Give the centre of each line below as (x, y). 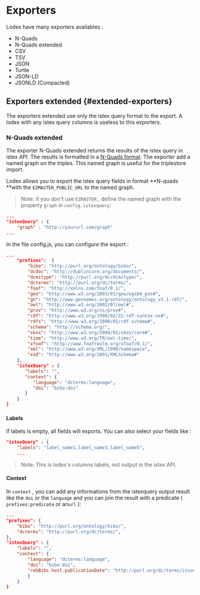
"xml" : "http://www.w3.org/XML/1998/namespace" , (89, 349)
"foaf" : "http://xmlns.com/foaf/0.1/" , (77, 288)
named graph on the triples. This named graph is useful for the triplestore (96, 163)
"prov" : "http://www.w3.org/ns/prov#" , (77, 310)
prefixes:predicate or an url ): (44, 504)
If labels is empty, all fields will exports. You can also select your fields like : (99, 431)
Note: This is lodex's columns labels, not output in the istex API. (99, 465)
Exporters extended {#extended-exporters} (89, 102)
